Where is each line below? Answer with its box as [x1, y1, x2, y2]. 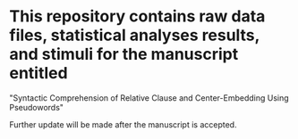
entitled [9, 63, 69, 84]
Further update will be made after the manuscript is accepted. [9, 119, 237, 130]
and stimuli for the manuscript [9, 45, 239, 64]
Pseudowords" [9, 102, 64, 112]
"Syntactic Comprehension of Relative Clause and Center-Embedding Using [9, 92, 289, 103]
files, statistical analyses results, [9, 25, 260, 45]
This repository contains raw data [9, 6, 266, 27]
